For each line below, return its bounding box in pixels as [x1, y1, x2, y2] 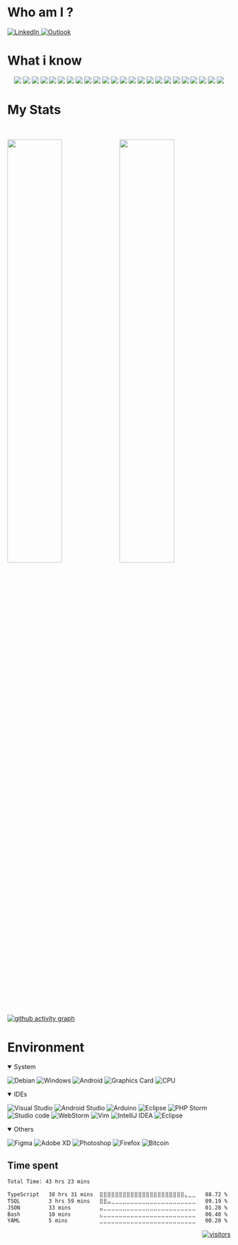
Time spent [7, 1159, 59, 1171]
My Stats [7, 102, 62, 118]
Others [13, 1125, 34, 1134]
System [13, 1063, 36, 1071]
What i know [7, 52, 83, 69]
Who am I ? [7, 4, 74, 21]
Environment [7, 1039, 85, 1055]
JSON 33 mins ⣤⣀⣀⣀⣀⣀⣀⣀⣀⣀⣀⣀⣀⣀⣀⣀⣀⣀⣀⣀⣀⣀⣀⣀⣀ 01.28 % [7, 1204, 228, 1211]
